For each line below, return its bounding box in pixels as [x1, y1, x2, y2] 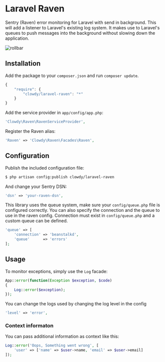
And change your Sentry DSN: [5, 183, 67, 189]
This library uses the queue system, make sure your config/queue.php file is [5, 202, 161, 208]
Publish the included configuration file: [5, 165, 84, 171]
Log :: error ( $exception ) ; [14, 287, 66, 292]
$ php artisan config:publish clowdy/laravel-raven [5, 175, 114, 180]
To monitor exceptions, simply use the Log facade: [5, 268, 108, 274]
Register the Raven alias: [5, 128, 56, 134]
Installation [5, 59, 41, 68]
